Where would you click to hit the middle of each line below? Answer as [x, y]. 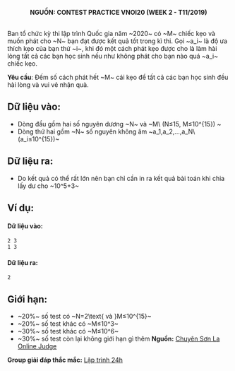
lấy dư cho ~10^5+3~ [48, 186]
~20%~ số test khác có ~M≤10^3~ [68, 324]
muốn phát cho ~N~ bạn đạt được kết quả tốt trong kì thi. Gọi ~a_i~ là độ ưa [117, 41]
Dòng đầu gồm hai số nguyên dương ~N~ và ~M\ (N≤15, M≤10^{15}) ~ [119, 124]
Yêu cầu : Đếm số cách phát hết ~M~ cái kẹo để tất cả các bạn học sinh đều [118, 77]
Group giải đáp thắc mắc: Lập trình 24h [65, 360]
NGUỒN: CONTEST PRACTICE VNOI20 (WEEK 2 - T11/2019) [119, 12]
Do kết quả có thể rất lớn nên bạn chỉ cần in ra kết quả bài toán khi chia [121, 178]
